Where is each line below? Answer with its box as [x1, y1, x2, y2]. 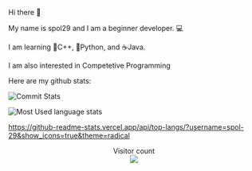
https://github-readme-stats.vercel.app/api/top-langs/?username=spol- [8, 122, 245, 131]
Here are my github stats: [8, 76, 92, 85]
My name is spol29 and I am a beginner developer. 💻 [8, 24, 183, 33]
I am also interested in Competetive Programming [8, 60, 171, 70]
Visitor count [112, 146, 156, 155]
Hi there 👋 [8, 8, 41, 17]
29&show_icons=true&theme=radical [8, 131, 130, 140]
